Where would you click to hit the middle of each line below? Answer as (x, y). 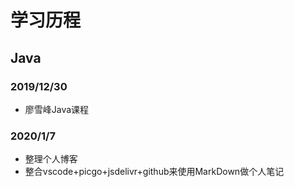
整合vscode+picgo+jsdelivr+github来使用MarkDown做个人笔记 (154, 172)
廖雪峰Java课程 (57, 109)
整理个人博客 (51, 159)
